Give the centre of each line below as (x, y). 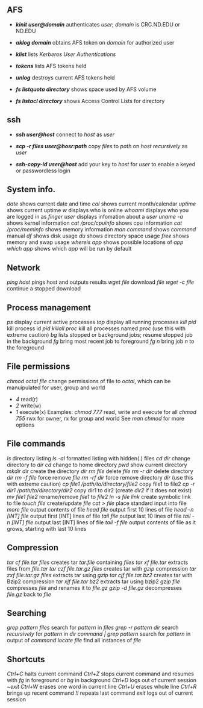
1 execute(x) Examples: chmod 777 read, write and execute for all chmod (106, 412)
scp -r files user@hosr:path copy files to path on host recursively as (101, 146)
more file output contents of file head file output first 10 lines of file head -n (100, 509)
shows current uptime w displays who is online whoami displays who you (98, 210)
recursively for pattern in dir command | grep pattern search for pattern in (99, 634)
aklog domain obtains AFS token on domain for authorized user (95, 42)
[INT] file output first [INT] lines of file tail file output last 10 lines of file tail (99, 516)
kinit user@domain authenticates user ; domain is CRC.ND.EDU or (98, 24)
